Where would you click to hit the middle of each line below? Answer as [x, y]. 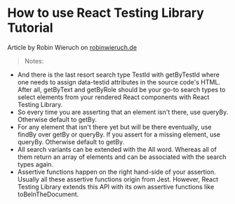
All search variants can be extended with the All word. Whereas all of [117, 149]
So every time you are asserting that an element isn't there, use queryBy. [123, 112]
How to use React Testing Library [106, 13]
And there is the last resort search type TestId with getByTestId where [118, 75]
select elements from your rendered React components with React [113, 97]
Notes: [34, 60]
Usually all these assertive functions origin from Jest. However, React [118, 179]
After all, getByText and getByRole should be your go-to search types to [121, 89]
